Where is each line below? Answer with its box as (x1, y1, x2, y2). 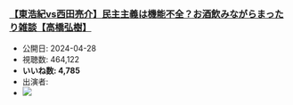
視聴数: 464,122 (21, 54, 80, 65)
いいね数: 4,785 (21, 65, 80, 77)
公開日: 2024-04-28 (21, 43, 96, 54)
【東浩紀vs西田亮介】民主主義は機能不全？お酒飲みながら (9, 7, 257, 20)
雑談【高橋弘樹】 (18, 20, 92, 33)
